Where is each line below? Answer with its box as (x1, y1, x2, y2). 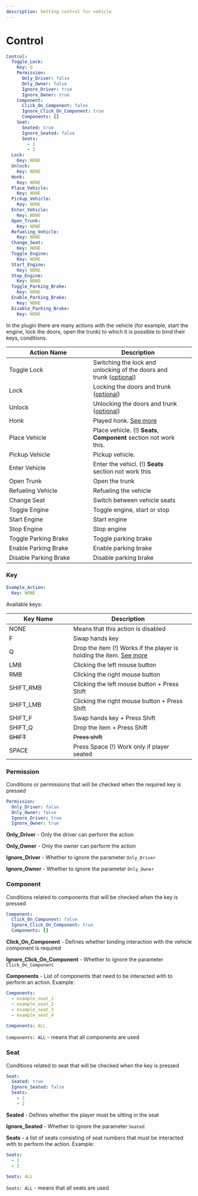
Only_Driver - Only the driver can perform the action (6, 831, 134, 838)
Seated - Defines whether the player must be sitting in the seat (6, 1111, 159, 1118)
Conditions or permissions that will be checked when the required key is (6, 780, 181, 788)
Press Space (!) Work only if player (73, 742, 170, 750)
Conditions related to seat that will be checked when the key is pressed (6, 1062, 180, 1069)
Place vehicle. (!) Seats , (93, 426, 159, 434)
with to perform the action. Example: (6, 1140, 95, 1147)
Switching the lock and (93, 358, 156, 366)
